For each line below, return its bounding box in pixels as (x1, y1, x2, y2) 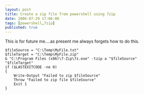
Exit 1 (14, 82, 27, 87)
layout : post (5, 7, 31, 12)
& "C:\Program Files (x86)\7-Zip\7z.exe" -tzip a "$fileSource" (5, 56, 137, 61)
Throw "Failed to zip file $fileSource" (14, 78, 96, 82)
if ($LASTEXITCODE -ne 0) (5, 65, 57, 70)
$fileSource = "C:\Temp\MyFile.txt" (5, 48, 79, 53)
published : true (5, 25, 38, 30)
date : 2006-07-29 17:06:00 (5, 16, 59, 21)
